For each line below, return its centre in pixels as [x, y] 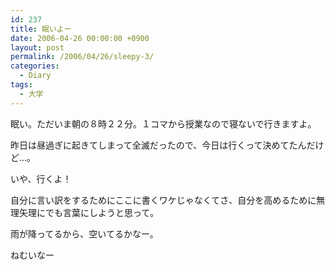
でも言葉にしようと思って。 [101, 212]
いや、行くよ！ [41, 178]
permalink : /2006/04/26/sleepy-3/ [82, 57]
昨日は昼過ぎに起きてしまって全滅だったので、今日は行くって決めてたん [158, 145]
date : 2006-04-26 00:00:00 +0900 [80, 38]
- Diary [35, 76]
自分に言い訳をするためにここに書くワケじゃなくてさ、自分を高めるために [163, 200]
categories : [35, 66]
